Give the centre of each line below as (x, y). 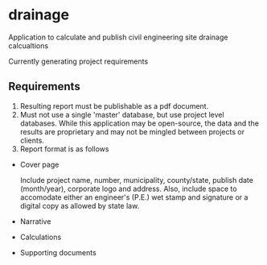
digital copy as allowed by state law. (80, 205)
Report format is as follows (64, 149)
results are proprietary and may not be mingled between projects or (132, 131)
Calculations (41, 237)
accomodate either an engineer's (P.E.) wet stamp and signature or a (134, 197)
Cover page (39, 164)
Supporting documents (58, 252)
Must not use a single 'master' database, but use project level (122, 114)
